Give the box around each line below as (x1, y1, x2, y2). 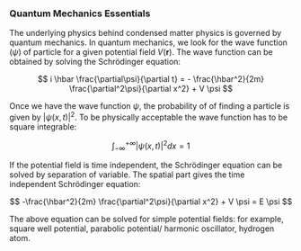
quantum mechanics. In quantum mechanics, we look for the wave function (9, 37, 288, 48)
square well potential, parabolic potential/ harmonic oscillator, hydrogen (9, 223, 275, 234)
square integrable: (9, 121, 77, 132)
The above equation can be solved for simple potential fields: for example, (9, 214, 285, 225)
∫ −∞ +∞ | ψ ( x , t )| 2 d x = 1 (111, 139, 190, 153)
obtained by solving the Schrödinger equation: (9, 57, 181, 67)
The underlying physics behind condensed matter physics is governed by (9, 28, 282, 39)
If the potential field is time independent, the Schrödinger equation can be (9, 160, 283, 171)
